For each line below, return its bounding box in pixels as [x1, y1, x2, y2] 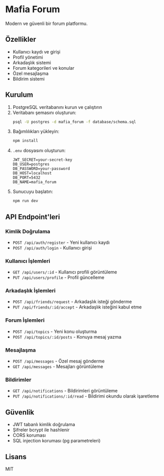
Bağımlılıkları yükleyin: [12, 128, 60, 134]
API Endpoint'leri [5, 212, 60, 221]
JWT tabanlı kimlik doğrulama [12, 422, 75, 428]
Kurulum [5, 91, 34, 99]
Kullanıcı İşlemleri [5, 257, 50, 264]
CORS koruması [12, 432, 46, 438]
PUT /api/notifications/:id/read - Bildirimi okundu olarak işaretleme [12, 393, 159, 399]
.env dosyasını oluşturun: [12, 148, 66, 154]
